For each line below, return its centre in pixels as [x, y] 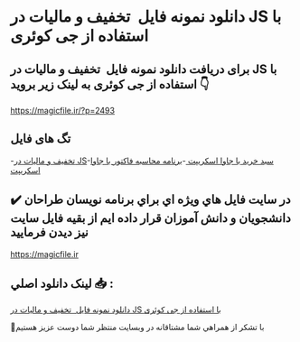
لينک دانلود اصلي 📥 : [62, 284]
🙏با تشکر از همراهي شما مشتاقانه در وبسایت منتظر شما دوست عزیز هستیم [137, 328]
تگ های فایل [41, 139]
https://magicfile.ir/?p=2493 [63, 111]
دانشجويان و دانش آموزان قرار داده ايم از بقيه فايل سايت [151, 218]
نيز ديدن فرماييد [49, 232]
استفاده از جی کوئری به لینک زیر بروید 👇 [110, 84]
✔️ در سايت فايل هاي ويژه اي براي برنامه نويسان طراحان [151, 200]
